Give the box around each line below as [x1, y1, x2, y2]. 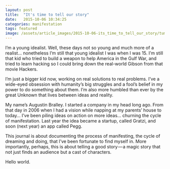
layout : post [5, 7, 33, 13]
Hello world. [5, 159, 30, 164]
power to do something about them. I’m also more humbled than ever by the [5, 87, 163, 92]
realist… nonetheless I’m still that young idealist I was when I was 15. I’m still [5, 50, 163, 56]
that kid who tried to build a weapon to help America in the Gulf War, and [5, 55, 157, 61]
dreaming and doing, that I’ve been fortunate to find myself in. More [5, 138, 147, 144]
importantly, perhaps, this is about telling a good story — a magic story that [5, 144, 161, 149]
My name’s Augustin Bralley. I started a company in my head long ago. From [5, 102, 163, 107]
